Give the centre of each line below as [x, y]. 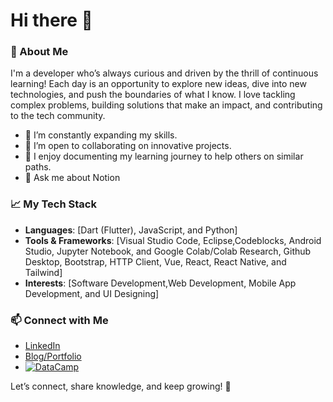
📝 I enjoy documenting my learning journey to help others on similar [164, 156]
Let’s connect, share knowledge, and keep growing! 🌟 [121, 386]
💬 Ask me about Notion [72, 178]
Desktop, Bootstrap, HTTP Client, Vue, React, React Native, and [155, 261]
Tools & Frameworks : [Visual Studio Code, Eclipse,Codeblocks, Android [173, 240]
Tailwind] [43, 272]
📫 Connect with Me [59, 320]
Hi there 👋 [51, 20]
